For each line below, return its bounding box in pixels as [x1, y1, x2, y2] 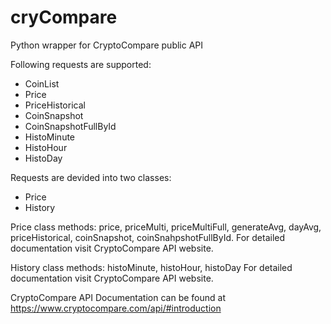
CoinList [24, 77, 60, 90]
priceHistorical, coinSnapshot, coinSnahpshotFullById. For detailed [10, 231, 286, 243]
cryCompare [10, 6, 118, 29]
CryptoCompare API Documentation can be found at [10, 291, 226, 303]
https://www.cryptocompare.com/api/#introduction [10, 302, 222, 314]
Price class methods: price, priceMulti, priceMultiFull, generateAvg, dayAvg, [10, 221, 322, 233]
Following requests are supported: [10, 58, 152, 70]
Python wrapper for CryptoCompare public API [10, 39, 204, 51]
